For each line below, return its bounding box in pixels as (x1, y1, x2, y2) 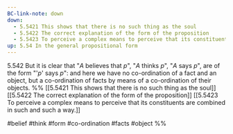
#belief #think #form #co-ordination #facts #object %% (7, 119, 167, 127)
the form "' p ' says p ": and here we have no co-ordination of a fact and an (7, 69, 217, 77)
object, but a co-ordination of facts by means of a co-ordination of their (7, 76, 212, 84)
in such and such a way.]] (7, 106, 81, 114)
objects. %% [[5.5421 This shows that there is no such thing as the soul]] (7, 84, 216, 92)
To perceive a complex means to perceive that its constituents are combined (7, 99, 226, 106)
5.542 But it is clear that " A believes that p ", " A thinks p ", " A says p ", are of (7, 62, 221, 69)
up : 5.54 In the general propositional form (7, 42, 138, 49)
